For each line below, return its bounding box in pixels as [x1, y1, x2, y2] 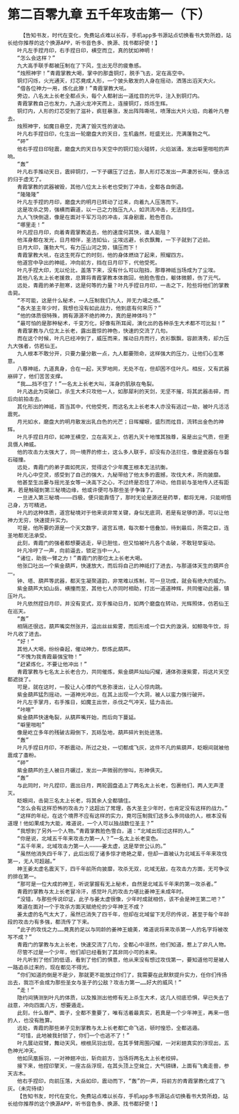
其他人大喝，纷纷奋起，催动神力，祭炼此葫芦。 [16, 645, 134, 653]
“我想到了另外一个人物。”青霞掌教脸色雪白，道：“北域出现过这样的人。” [16, 827, 195, 834]
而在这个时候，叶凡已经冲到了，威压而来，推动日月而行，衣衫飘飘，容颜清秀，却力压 [16, 334, 230, 342]
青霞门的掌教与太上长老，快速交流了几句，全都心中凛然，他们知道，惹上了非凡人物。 [16, 941, 230, 949]
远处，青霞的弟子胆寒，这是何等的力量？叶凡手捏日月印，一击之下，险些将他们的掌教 [16, 282, 230, 289]
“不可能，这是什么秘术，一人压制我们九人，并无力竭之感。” [16, 297, 164, 304]
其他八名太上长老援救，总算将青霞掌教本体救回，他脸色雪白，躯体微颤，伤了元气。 [16, 274, 225, 282]
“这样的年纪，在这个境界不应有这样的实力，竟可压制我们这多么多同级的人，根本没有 [16, 812, 228, 819]
